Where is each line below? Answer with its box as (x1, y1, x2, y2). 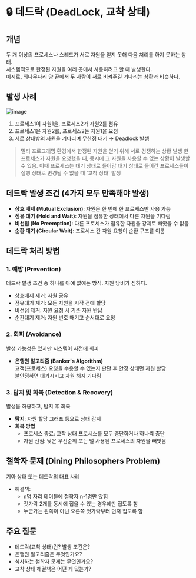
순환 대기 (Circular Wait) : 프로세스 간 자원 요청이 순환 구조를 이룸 (14, 227, 165, 234)
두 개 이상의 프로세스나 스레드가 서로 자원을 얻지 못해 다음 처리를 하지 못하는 (6, 51, 181, 58)
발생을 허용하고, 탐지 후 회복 (6, 403, 71, 410)
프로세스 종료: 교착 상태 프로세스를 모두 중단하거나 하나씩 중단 (23, 430, 165, 437)
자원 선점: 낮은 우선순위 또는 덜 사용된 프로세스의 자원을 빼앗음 (23, 437, 167, 444)
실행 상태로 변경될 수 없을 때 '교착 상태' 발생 (20, 169, 121, 177)
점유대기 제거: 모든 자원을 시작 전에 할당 (14, 300, 106, 307)
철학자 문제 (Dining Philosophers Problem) (6, 456, 161, 466)
